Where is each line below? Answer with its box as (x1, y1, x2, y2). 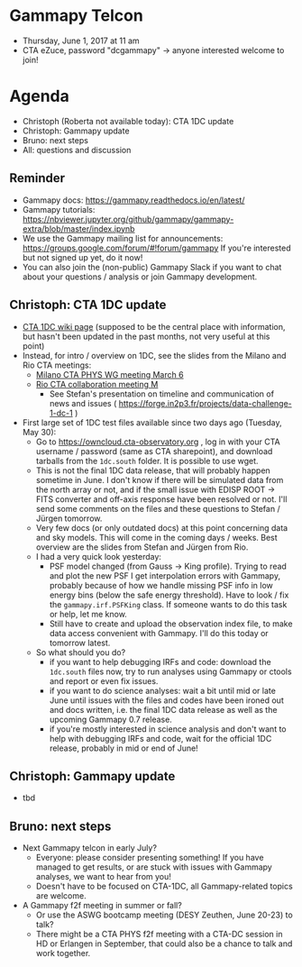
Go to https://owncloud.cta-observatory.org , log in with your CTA (35, 436, 281, 447)
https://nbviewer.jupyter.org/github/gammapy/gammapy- (22, 214, 234, 224)
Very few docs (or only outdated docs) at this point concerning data (35, 522, 288, 533)
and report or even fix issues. (49, 675, 159, 686)
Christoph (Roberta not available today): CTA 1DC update (22, 115, 234, 126)
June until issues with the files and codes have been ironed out (49, 695, 284, 706)
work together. (35, 948, 91, 959)
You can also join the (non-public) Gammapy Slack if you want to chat (22, 261, 282, 272)
